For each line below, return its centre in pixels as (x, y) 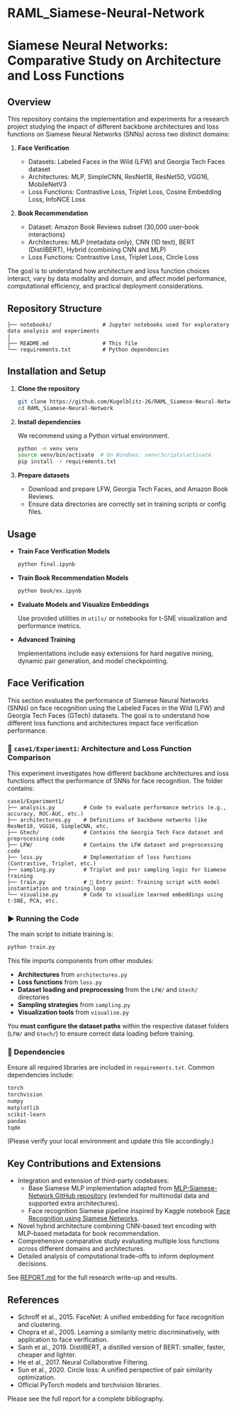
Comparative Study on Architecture (114, 61)
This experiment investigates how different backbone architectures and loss (118, 773)
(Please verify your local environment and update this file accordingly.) (110, 1141)
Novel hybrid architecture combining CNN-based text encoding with (117, 1226)
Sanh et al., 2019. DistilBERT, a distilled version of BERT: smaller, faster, (121, 1347)
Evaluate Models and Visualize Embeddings (83, 604)
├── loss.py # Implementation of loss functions (100, 857)
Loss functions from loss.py (60, 982)
